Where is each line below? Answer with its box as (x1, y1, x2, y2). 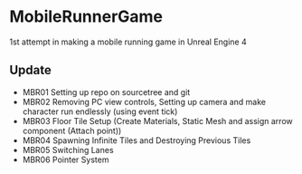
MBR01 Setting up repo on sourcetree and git (22, 86, 191, 97)
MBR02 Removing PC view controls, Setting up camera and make (22, 96, 267, 107)
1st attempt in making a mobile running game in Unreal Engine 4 (9, 36, 247, 47)
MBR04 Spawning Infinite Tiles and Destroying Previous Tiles (22, 134, 251, 146)
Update (9, 63, 52, 78)
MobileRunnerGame (9, 6, 164, 27)
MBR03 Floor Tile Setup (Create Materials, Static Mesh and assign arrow (22, 115, 293, 126)
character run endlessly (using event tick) (22, 106, 178, 117)
